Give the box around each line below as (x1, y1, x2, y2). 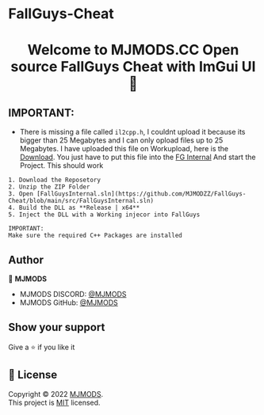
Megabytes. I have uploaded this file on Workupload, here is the (19, 144, 228, 154)
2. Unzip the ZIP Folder (8, 183, 90, 191)
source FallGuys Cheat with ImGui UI (10, 58, 256, 76)
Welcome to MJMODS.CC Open (27, 41, 239, 59)
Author (8, 253, 44, 266)
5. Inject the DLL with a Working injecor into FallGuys (8, 211, 201, 219)
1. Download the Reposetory (8, 176, 101, 185)
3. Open (8, 190, 34, 198)
